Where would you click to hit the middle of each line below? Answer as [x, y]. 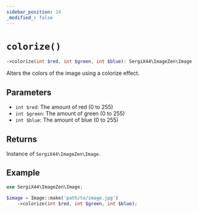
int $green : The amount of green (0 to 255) [70, 114]
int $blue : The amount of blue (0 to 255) [67, 120]
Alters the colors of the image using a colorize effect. [73, 73]
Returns [22, 139]
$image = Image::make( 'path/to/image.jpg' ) [62, 198]
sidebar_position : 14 [34, 12]
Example [23, 173]
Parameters [29, 92]
